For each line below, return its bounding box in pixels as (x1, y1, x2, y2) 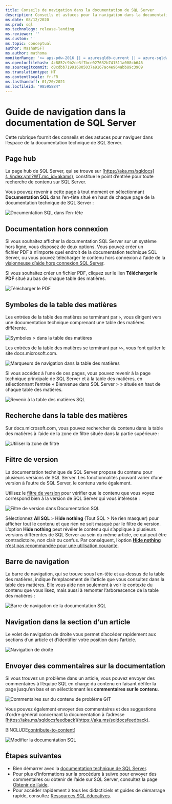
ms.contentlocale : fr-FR (5, 74, 58, 80)
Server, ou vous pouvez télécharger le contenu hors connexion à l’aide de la (5, 255, 165, 261)
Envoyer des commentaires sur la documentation (5, 661, 165, 670)
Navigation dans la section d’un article (5, 618, 131, 626)
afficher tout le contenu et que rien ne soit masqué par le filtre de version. (5, 520, 161, 527)
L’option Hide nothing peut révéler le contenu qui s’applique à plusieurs (5, 526, 156, 532)
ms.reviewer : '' (5, 31, 40, 36)
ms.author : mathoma (5, 50, 47, 55)
